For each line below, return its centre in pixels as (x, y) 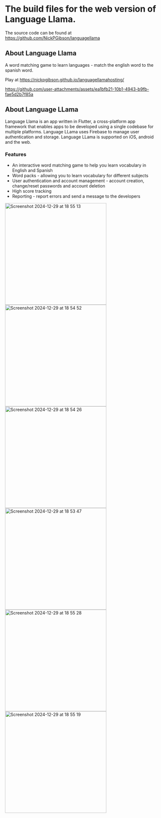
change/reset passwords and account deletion (59, 186)
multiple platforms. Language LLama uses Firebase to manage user (72, 131)
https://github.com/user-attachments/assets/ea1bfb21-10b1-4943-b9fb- (77, 89)
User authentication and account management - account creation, (78, 181)
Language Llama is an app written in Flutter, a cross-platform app (70, 121)
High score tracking (32, 191)
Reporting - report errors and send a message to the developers (76, 196)
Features (16, 154)
